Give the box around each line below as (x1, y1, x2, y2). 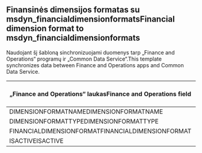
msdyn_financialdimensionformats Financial (6, 14, 176, 25)
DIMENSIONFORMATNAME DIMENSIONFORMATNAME (9, 107, 164, 116)
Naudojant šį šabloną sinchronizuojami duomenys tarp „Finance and (6, 49, 175, 56)
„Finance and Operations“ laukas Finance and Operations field (9, 89, 191, 98)
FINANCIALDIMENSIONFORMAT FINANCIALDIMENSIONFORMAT (9, 127, 192, 135)
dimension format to (6, 23, 84, 34)
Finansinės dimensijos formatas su (6, 5, 140, 15)
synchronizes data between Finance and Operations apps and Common (6, 61, 185, 68)
